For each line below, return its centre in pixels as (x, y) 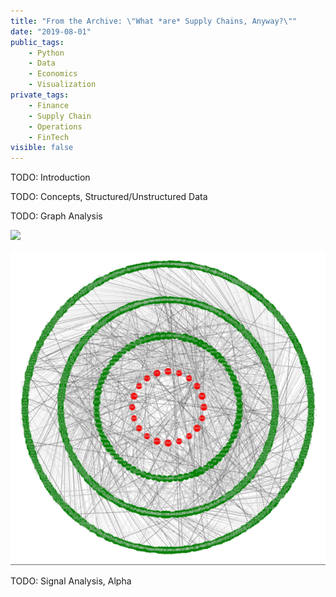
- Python (46, 53)
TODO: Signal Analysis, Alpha (71, 581)
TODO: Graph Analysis (56, 216)
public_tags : (37, 42)
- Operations (55, 126)
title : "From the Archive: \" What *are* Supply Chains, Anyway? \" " (154, 21)
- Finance (49, 105)
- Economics (53, 74)
